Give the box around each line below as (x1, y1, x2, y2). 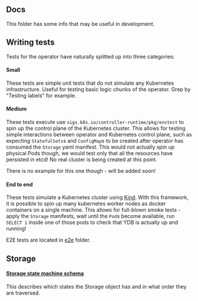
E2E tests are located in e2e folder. (6, 236, 91, 243)
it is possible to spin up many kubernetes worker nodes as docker (6, 200, 166, 208)
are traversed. (6, 289, 40, 296)
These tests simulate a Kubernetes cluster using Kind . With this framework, (6, 194, 189, 201)
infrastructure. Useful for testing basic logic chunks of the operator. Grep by (6, 85, 191, 93)
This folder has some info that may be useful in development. (6, 20, 155, 27)
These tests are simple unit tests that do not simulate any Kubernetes (6, 79, 174, 86)
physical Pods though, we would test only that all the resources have (6, 150, 173, 157)
